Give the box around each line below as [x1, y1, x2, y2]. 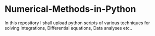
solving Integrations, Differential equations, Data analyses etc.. [4, 25, 132, 31]
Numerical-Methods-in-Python [4, 3, 136, 15]
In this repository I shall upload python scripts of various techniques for [4, 20, 151, 26]
